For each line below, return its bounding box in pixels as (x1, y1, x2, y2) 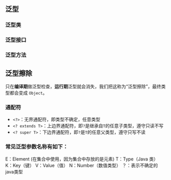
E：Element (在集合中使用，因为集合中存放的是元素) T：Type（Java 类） (5, 155, 158, 162)
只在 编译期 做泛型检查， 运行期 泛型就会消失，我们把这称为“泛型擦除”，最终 (5, 83, 162, 89)
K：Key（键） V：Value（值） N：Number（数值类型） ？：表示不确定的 (5, 162, 158, 168)
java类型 (5, 168, 23, 175)
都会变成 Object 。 (9, 89, 47, 96)
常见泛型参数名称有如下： (5, 143, 68, 150)
